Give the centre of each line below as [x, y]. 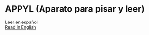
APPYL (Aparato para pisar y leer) [75, 9]
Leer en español [21, 22]
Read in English [21, 27]
